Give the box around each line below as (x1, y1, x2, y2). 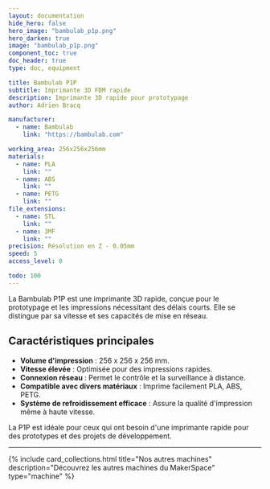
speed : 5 (8, 250, 38, 258)
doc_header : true (8, 57, 67, 65)
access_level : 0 (8, 257, 63, 265)
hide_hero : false (8, 19, 67, 27)
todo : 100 (8, 272, 42, 280)
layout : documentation (8, 11, 84, 20)
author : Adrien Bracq (8, 101, 81, 109)
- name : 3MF (15, 227, 56, 236)
